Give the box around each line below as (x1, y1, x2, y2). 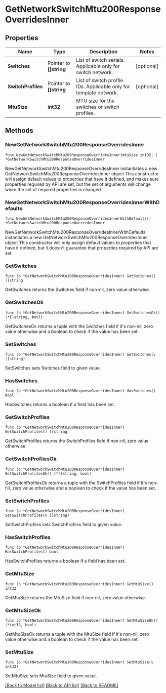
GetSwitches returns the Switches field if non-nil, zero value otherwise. (5, 286, 150, 292)
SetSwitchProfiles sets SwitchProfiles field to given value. (5, 522, 123, 528)
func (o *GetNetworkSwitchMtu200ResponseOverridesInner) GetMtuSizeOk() (5, 618, 158, 623)
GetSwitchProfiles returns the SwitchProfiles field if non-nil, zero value (5, 438, 149, 444)
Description (89, 48, 118, 55)
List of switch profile (76, 77, 124, 83)
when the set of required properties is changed (5, 186, 101, 192)
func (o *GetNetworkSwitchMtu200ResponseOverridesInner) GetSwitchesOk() (5, 310, 161, 315)
